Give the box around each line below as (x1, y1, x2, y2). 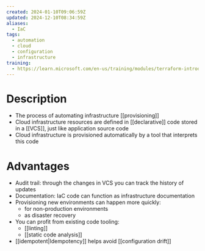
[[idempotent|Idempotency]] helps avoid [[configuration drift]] (15, 238, 171, 245)
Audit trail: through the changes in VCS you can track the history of (15, 179, 184, 186)
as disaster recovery (24, 211, 76, 219)
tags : (6, 32, 20, 38)
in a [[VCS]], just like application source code (15, 125, 129, 132)
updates (15, 186, 37, 193)
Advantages (6, 159, 70, 173)
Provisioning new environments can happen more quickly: (15, 199, 161, 206)
